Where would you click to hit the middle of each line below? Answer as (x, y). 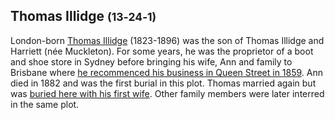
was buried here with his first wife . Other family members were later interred (167, 93)
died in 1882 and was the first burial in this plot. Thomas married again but (163, 83)
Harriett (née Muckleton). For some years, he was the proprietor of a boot (162, 51)
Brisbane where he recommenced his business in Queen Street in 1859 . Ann (167, 72)
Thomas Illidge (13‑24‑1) (83, 16)
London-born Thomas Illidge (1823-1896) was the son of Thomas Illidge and (167, 40)
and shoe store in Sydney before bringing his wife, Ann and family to (151, 61)
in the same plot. (45, 104)
